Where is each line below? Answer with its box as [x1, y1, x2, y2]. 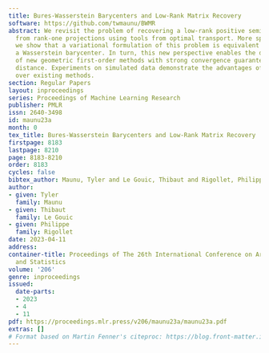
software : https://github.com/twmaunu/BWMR [8, 19, 156, 27]
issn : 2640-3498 [8, 109, 62, 117]
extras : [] [8, 325, 45, 333]
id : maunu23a [8, 116, 52, 124]
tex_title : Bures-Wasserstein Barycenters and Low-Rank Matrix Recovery [8, 131, 256, 139]
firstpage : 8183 [8, 138, 62, 147]
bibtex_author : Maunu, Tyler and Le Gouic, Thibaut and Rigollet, [8, 176, 235, 185]
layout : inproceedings [8, 86, 84, 95]
